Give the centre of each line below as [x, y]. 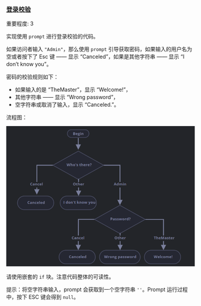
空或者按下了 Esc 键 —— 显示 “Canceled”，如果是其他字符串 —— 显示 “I [95, 57]
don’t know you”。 [29, 64]
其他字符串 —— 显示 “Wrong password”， [67, 97]
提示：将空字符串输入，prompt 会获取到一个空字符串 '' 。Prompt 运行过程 [97, 290]
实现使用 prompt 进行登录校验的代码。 [52, 37]
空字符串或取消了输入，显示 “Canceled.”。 [67, 105]
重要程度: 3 [20, 24]
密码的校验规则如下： [32, 77]
